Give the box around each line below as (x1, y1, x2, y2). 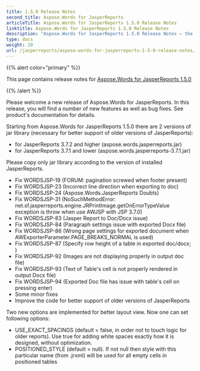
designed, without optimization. (14, 339, 92, 346)
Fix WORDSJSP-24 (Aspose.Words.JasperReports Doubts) (14, 189, 160, 196)
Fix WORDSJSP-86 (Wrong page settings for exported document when (14, 227, 189, 234)
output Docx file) (14, 271, 57, 279)
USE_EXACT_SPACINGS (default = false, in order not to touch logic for (14, 326, 187, 333)
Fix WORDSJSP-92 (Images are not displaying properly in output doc (14, 252, 185, 259)
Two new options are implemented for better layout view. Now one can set (6, 308, 189, 316)
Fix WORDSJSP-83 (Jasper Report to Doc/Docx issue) (14, 214, 148, 221)
